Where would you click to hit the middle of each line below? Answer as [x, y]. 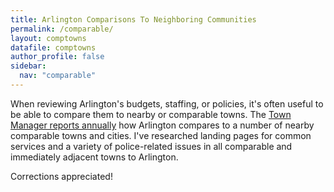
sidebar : [28, 66]
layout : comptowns [48, 38]
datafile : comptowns [53, 47]
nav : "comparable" [58, 76]
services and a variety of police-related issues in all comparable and [151, 146]
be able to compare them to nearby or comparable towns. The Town [151, 114]
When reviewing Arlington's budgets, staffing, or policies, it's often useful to [167, 103]
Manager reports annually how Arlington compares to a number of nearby [162, 125]
